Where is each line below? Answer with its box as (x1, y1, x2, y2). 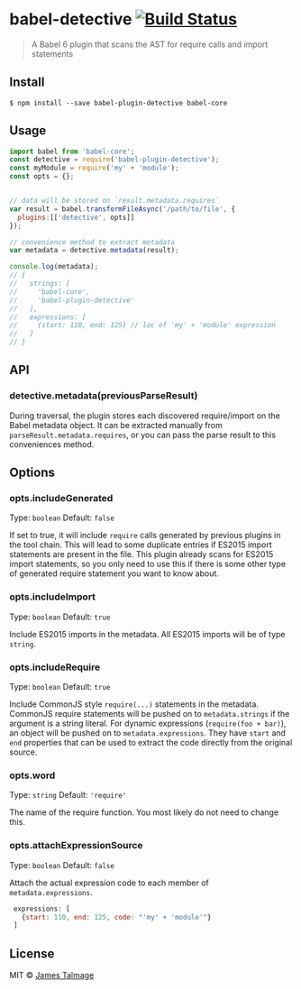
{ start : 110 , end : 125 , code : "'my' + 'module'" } (21, 912, 212, 921)
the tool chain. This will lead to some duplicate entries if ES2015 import (9, 539, 272, 550)
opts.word (9, 769, 56, 782)
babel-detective (9, 9, 132, 30)
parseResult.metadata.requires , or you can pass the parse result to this (9, 429, 277, 440)
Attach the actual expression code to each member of (9, 877, 210, 888)
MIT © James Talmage (9, 970, 95, 981)
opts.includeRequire (9, 661, 101, 673)
